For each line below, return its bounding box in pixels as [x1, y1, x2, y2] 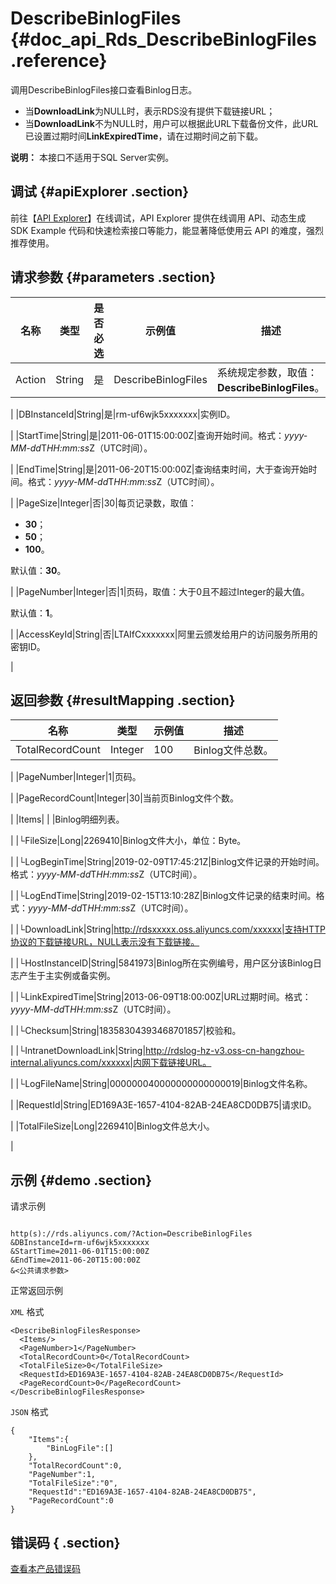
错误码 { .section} [10, 1534, 121, 1551]
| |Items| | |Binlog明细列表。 [10, 813, 125, 826]
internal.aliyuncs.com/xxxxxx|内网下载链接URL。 [10, 1057, 212, 1069]
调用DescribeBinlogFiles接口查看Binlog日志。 [10, 83, 198, 96]
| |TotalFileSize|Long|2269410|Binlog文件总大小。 [10, 1120, 215, 1132]
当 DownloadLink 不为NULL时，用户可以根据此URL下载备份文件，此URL [24, 117, 319, 129]
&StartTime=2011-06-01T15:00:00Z [10, 1247, 150, 1257]
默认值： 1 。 [10, 607, 59, 619]
